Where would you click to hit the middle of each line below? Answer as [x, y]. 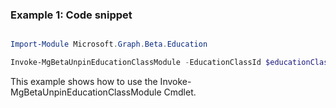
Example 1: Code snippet [71, 15]
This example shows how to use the [84, 82]
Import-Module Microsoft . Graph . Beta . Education [109, 44]
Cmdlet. [180, 92]
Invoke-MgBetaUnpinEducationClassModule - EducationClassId [136, 63]
